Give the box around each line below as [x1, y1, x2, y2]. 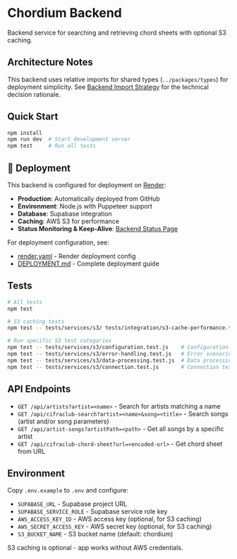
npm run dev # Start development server [7, 136, 131, 143]
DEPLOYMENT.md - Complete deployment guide [17, 259, 160, 268]
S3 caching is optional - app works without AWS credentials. [7, 543, 183, 552]
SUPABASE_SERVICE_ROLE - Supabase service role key [17, 507, 168, 516]
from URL [17, 447, 46, 455]
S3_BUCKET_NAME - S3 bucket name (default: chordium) [17, 530, 174, 539]
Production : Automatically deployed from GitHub [17, 194, 160, 203]
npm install [7, 129, 42, 136]
